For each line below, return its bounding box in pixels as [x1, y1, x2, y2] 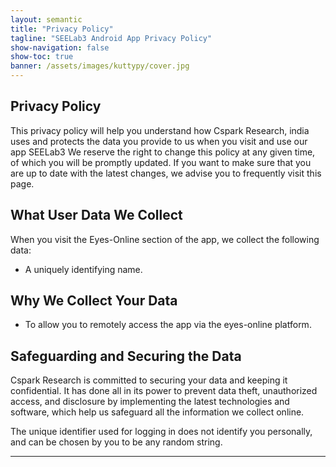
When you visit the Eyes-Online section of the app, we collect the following [10, 233, 320, 245]
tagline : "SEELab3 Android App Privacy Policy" [10, 33, 213, 43]
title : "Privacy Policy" [10, 24, 114, 34]
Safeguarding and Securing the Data [10, 347, 242, 365]
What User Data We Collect [10, 207, 183, 224]
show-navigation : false [10, 42, 110, 53]
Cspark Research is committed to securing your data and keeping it [10, 374, 288, 386]
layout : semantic [10, 14, 83, 25]
